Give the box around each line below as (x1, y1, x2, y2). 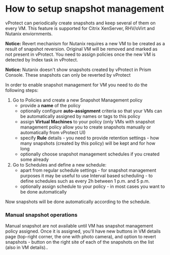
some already (20, 156, 49, 163)
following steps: (5, 87, 39, 93)
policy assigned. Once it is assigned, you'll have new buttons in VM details (5, 228, 161, 234)
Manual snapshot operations (5, 211, 78, 218)
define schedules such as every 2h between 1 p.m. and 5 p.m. (20, 178, 150, 184)
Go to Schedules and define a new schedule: (12, 162, 107, 168)
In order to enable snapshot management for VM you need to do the (5, 82, 148, 88)
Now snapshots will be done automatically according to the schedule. (5, 199, 151, 205)
